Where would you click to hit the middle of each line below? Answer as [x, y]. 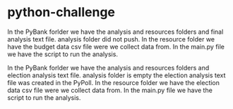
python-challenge [61, 12]
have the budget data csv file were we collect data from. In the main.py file [116, 46]
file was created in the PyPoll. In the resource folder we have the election [114, 82]
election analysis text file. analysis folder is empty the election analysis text [116, 75]
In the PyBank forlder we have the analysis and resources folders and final [115, 32]
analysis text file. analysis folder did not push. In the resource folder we [111, 39]
